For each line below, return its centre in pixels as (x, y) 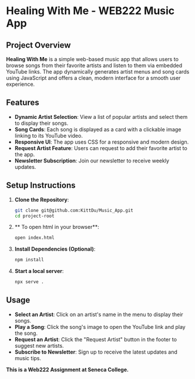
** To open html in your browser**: (57, 227)
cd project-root (34, 216)
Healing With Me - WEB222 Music (90, 11)
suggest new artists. (39, 345)
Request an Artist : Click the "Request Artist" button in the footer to (96, 339)
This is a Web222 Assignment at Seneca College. (68, 370)
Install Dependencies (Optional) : (55, 249)
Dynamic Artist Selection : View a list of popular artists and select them (101, 117)
